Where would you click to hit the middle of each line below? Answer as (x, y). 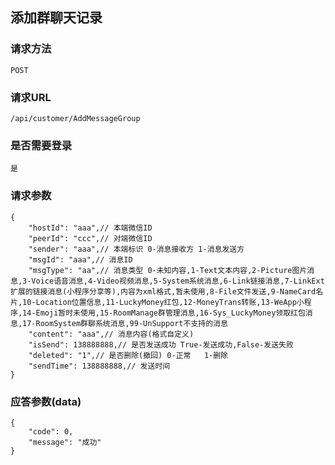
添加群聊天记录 (56, 18)
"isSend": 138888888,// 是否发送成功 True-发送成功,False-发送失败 (161, 344)
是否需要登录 (41, 145)
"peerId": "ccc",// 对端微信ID (90, 238)
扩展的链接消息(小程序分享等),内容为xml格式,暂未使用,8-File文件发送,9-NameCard (163, 291)
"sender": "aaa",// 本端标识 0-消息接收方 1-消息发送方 (136, 249)
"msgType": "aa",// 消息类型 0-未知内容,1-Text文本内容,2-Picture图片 (168, 270)
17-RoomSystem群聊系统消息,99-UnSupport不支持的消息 (125, 323)
